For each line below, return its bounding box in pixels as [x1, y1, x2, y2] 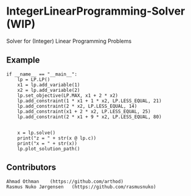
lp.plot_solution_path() [17, 145, 80, 152]
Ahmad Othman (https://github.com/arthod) [6, 178, 123, 184]
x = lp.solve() [17, 130, 56, 136]
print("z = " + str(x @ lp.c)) [17, 135, 97, 141]
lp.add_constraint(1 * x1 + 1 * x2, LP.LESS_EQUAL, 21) [17, 97, 162, 104]
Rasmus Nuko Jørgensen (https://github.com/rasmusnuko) [6, 184, 156, 190]
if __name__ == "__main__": [6, 71, 78, 77]
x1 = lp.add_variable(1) [17, 82, 80, 88]
